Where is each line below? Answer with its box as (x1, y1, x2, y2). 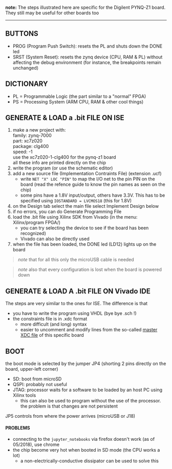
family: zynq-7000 (12, 133, 52, 139)
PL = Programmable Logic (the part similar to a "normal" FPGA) (12, 93, 146, 99)
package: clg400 (12, 143, 49, 150)
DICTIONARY (5, 79, 48, 89)
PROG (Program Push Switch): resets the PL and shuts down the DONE (12, 43, 163, 49)
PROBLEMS (5, 424, 30, 431)
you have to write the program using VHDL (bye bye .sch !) (12, 310, 137, 316)
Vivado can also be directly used (20, 236, 90, 242)
